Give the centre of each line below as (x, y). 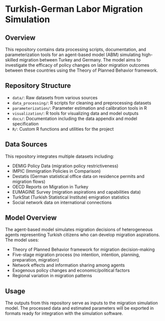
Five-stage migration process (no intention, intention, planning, (76, 255)
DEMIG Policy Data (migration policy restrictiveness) (65, 166)
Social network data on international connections (62, 202)
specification (25, 123)
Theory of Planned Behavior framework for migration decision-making (83, 250)
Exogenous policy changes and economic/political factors (71, 270)
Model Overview (31, 218)
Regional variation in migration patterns (52, 276)
